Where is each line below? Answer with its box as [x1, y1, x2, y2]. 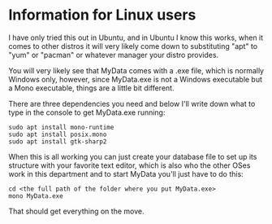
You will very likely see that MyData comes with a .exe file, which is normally [8, 65, 265, 75]
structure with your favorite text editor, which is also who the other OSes [8, 160, 251, 170]
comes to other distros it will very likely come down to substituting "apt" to [8, 41, 258, 51]
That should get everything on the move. [8, 206, 145, 216]
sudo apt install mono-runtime [8, 123, 114, 131]
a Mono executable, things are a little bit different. [8, 83, 175, 93]
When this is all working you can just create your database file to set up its [8, 152, 257, 161]
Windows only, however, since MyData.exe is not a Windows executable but [8, 74, 262, 84]
